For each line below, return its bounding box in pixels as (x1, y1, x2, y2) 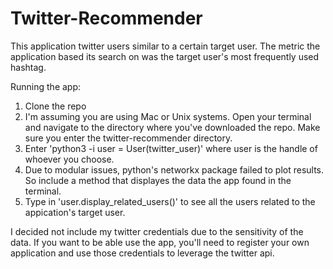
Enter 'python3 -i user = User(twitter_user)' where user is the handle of (24, 142, 318, 154)
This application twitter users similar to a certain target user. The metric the (10, 40, 321, 52)
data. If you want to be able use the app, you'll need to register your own (10, 236, 310, 248)
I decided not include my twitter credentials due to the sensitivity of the (10, 225, 304, 237)
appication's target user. (24, 206, 126, 218)
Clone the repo (24, 100, 87, 112)
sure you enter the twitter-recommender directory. (24, 132, 233, 144)
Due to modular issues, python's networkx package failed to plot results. (24, 163, 325, 176)
